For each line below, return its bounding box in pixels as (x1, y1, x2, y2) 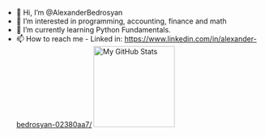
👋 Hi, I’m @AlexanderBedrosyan (15, 8, 123, 17)
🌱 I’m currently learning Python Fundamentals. (15, 25, 172, 34)
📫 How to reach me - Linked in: (15, 34, 123, 44)
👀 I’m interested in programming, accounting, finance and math (15, 16, 227, 26)
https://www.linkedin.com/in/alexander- (124, 34, 257, 44)
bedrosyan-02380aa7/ (15, 120, 92, 129)
